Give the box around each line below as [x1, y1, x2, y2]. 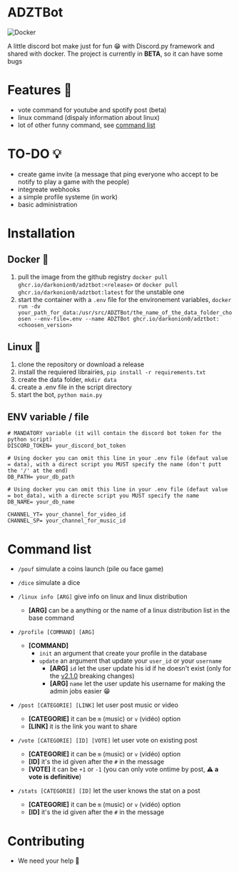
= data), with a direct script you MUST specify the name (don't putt [7, 461, 222, 468]
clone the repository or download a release [17, 360, 145, 369]
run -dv [17, 303, 41, 310]
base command [28, 613, 75, 622]
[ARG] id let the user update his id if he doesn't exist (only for [49, 664, 232, 673]
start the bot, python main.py [17, 390, 103, 399]
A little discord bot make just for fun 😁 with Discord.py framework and [7, 41, 215, 50]
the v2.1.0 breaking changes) [49, 672, 135, 681]
